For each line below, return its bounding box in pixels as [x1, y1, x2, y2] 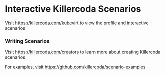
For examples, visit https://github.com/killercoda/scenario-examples [5, 64, 146, 70]
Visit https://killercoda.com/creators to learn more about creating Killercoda [5, 49, 161, 55]
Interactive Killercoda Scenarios [5, 3, 141, 15]
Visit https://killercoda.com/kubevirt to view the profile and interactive [5, 20, 149, 26]
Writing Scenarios [5, 37, 50, 44]
